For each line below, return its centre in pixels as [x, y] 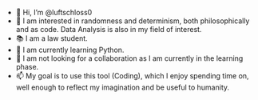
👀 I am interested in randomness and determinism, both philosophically [133, 21]
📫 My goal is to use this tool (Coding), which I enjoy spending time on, [132, 76]
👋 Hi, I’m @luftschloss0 [54, 12]
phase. [27, 67]
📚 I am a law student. [52, 38]
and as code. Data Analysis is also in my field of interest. [109, 29]
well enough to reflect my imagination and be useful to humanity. [123, 87]
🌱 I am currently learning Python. [70, 50]
